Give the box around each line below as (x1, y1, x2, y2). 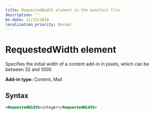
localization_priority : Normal (5, 22, 72, 27)
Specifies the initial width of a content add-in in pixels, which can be (5, 61, 149, 67)
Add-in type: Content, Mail (5, 76, 62, 83)
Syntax (5, 91, 29, 100)
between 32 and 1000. (5, 66, 53, 72)
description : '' (5, 12, 40, 17)
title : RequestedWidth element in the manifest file (5, 7, 120, 13)
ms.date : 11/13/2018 (5, 17, 50, 22)
